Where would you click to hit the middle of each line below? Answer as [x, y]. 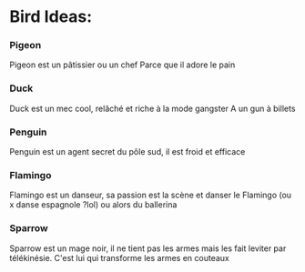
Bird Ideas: [51, 17]
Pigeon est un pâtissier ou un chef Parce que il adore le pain [122, 65]
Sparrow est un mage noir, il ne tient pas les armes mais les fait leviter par [148, 248]
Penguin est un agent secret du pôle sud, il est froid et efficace [127, 152]
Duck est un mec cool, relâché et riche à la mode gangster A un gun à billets [152, 108]
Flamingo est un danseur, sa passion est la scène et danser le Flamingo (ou [151, 195]
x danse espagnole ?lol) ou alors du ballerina [93, 205]
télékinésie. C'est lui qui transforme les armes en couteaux [119, 257]
